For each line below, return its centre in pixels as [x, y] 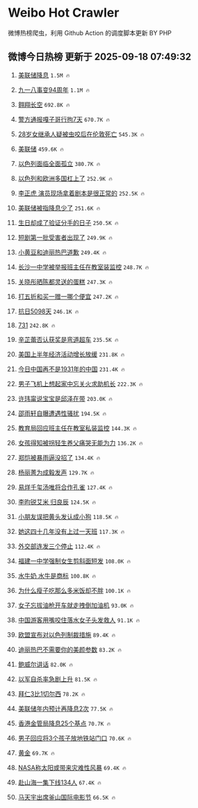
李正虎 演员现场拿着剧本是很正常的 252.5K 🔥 [81, 193]
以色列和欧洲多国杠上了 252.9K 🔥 [65, 178]
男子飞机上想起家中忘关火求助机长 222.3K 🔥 [80, 384]
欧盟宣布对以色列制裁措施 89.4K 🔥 [67, 634]
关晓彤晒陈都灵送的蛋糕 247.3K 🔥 [65, 281]
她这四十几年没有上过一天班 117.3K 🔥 [71, 531]
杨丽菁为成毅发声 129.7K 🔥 [56, 472]
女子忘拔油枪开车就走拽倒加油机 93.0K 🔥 [76, 605]
